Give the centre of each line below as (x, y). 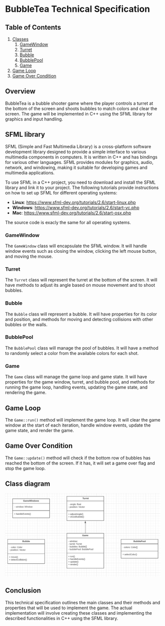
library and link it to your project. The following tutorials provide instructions (82, 187)
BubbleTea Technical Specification (78, 9)
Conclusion (23, 591)
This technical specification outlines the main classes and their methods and (83, 602)
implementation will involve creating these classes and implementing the (79, 613)
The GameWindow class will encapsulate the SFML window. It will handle (76, 246)
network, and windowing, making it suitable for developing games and (76, 167)
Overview (20, 92)
